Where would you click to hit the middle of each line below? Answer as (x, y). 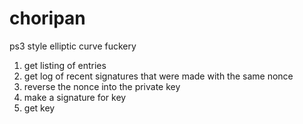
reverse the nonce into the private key (102, 86)
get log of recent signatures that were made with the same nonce (158, 76)
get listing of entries (65, 65)
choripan (47, 18)
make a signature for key (75, 97)
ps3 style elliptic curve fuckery (73, 46)
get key (39, 108)
